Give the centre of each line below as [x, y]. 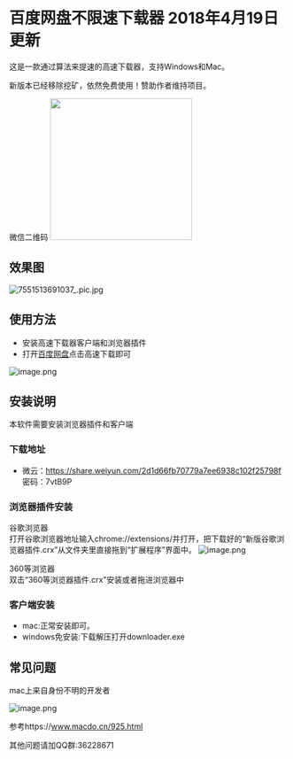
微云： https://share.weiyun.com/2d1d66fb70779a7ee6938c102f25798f [151, 470]
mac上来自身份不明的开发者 [60, 691]
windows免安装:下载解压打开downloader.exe [104, 637]
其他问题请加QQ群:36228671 [62, 746]
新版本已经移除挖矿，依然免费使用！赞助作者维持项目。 [110, 85]
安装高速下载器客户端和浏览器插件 [84, 343]
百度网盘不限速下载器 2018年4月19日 [144, 18]
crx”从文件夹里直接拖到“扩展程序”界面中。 [120, 549]
